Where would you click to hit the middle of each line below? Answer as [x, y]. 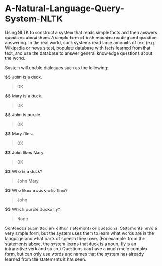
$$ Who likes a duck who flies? [36, 190]
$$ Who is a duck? [24, 171]
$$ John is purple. [23, 114]
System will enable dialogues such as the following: [57, 67]
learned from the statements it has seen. [46, 259]
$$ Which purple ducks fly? [33, 209]
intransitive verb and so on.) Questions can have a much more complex [76, 248]
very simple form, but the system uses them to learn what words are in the [80, 233]
